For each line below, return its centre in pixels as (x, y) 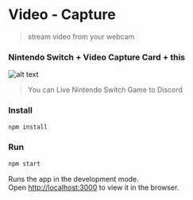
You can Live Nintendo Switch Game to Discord (105, 90)
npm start (25, 163)
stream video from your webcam (81, 37)
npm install (28, 127)
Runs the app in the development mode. (73, 179)
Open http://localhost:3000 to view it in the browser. (94, 187)
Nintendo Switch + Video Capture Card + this (97, 57)
